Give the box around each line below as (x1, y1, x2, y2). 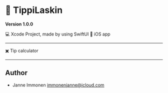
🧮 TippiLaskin (5, 4, 63, 16)
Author (5, 68, 27, 77)
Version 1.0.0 (5, 21, 33, 27)
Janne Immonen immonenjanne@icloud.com (12, 82, 104, 88)
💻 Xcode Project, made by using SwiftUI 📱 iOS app (5, 31, 111, 37)
